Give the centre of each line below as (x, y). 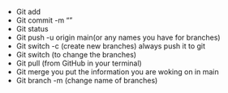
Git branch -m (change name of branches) (87, 80)
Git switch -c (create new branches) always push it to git (110, 46)
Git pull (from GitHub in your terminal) (79, 63)
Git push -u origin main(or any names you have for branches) (118, 37)
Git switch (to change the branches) (76, 55)
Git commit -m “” (44, 20)
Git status (32, 29)
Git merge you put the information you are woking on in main (117, 72)
